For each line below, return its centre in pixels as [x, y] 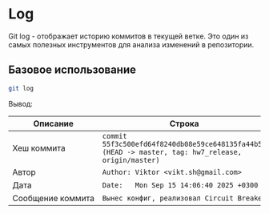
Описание [54, 123]
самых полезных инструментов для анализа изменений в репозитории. [131, 44]
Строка [184, 123]
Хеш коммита [39, 147]
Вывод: [21, 103]
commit [114, 136]
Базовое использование [72, 70]
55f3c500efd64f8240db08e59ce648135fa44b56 [184, 144]
